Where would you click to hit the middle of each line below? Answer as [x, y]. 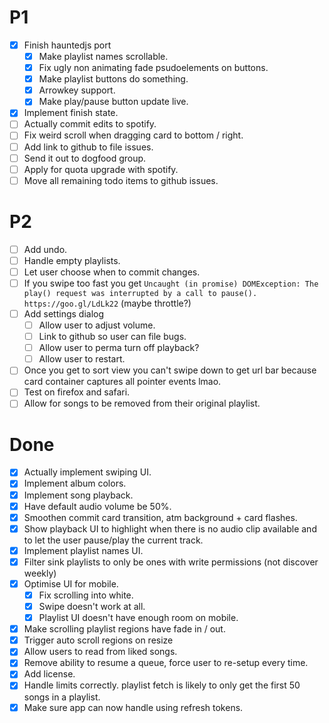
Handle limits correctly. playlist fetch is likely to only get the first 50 [162, 685]
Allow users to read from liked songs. [100, 652]
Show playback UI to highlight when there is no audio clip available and [170, 528]
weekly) [40, 573]
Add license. [49, 674]
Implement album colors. [75, 483]
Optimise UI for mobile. [71, 583]
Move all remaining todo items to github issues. [121, 180]
